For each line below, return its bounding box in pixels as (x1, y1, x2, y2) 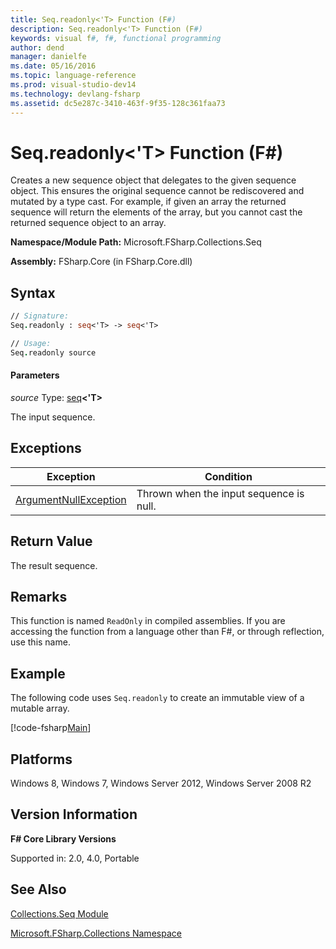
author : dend (10, 42, 65, 53)
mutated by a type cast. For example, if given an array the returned (10, 196, 287, 208)
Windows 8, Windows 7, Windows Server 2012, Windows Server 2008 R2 (10, 777, 312, 790)
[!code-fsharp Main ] (10, 722, 92, 734)
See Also (10, 881, 67, 898)
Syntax (10, 284, 56, 301)
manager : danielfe (10, 52, 87, 62)
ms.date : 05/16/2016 (10, 61, 97, 71)
